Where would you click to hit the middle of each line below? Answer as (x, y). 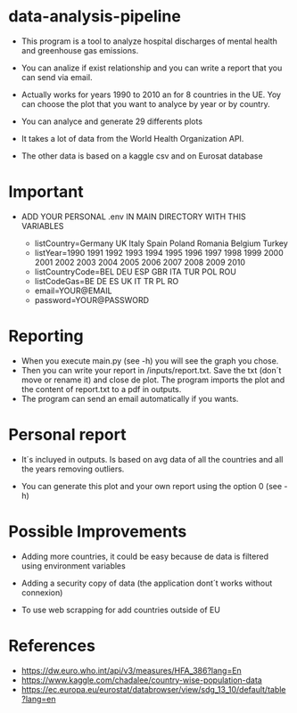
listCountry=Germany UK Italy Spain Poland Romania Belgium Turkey (161, 243)
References (52, 646)
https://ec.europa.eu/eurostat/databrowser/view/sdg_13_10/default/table (153, 689)
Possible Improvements (98, 531)
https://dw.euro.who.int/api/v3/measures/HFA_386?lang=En (131, 670)
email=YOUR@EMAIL (73, 291)
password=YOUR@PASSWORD (91, 299)
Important (46, 192)
